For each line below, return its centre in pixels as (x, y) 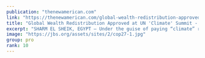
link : (13, 18)
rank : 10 (17, 46)
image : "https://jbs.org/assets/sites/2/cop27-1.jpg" (76, 34)
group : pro (20, 40)
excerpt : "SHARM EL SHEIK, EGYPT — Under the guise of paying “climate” (101, 29)
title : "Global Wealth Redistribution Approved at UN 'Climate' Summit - (102, 23)
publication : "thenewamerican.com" (52, 12)
